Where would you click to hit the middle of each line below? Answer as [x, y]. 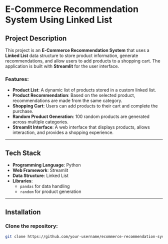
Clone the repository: [32, 226]
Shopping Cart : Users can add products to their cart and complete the [85, 106]
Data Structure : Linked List [40, 175]
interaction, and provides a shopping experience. [63, 132]
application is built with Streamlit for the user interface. [62, 66]
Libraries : [22, 181]
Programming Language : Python [46, 165]
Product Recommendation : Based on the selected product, [74, 95]
